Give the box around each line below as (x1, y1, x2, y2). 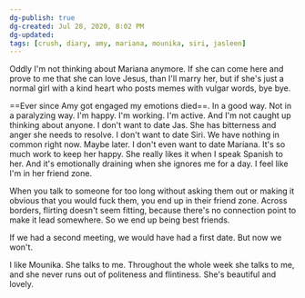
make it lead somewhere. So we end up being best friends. (9, 214, 230, 225)
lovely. (9, 279, 35, 290)
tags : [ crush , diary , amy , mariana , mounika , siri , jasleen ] (9, 38, 247, 48)
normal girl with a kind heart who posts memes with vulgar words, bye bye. (9, 83, 291, 94)
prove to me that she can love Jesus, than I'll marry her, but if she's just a (9, 74, 284, 84)
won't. (9, 242, 34, 253)
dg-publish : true (9, 13, 76, 23)
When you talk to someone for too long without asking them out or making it (9, 185, 295, 196)
